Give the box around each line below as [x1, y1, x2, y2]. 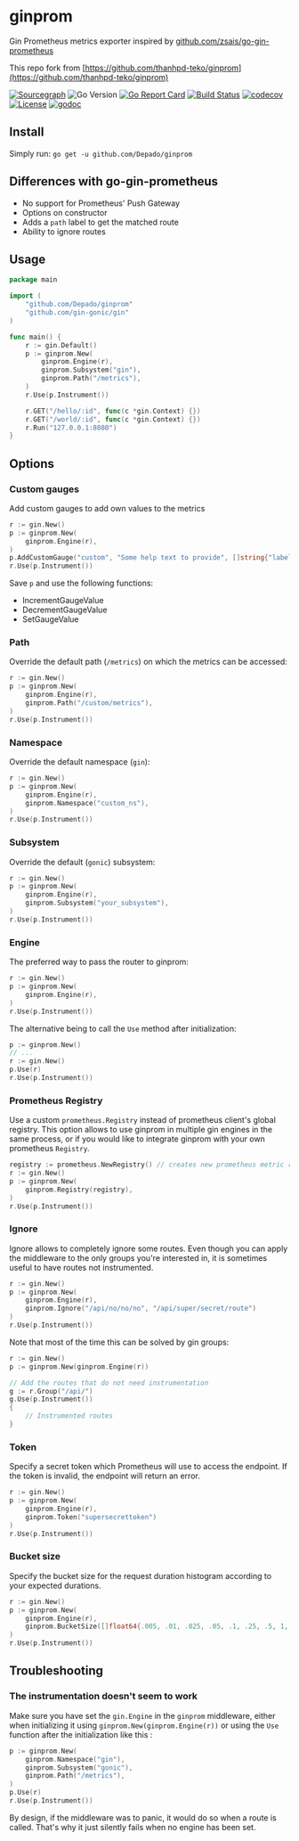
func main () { [9, 332, 62, 341]
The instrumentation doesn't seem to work [9, 1690, 198, 1703]
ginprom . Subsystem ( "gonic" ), [25, 1763, 133, 1772]
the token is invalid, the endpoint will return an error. [9, 1470, 200, 1481]
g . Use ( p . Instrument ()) [9, 1395, 93, 1404]
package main [9, 275, 58, 284]
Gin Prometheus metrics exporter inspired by [9, 36, 174, 46]
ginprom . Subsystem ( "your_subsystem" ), [25, 898, 169, 908]
